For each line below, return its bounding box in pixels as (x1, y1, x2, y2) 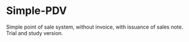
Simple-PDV (6, 4, 67, 17)
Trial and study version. (6, 29, 64, 36)
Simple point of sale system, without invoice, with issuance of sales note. (6, 23, 184, 30)
